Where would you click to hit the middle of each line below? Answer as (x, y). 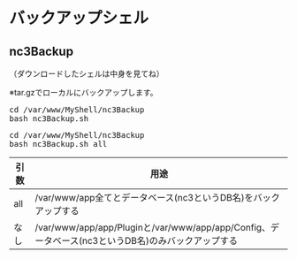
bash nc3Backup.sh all (58, 144)
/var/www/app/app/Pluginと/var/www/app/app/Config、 (153, 228)
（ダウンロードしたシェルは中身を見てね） (87, 73)
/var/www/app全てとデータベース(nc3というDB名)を (144, 198)
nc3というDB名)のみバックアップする (160, 241)
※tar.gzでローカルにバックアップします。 (84, 92)
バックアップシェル (79, 18)
